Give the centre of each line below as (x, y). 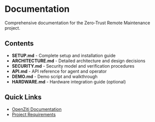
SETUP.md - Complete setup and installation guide (64, 55)
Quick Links (23, 97)
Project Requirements (34, 114)
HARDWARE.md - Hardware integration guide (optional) (69, 81)
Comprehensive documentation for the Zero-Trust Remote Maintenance (77, 23)
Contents (19, 44)
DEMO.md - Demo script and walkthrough (55, 76)
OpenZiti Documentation (37, 109)
